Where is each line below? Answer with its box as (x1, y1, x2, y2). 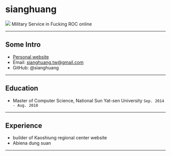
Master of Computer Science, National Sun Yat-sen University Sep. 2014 (12, 97, 164, 103)
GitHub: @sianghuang (12, 64, 59, 70)
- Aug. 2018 (12, 103, 38, 108)
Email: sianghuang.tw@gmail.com (12, 59, 84, 65)
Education (5, 84, 39, 93)
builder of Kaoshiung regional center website (12, 135, 107, 141)
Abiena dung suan (12, 140, 51, 146)
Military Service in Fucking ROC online (11, 21, 92, 27)
